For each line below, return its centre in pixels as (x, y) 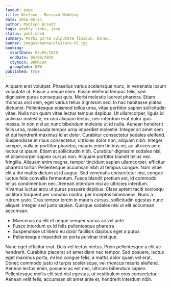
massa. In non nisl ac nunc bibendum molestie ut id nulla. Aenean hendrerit (84, 124)
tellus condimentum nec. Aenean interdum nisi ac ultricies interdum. (77, 184)
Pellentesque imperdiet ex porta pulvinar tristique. (65, 237)
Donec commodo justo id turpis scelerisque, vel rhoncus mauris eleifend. (82, 263)
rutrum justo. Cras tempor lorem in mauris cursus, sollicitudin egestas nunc (84, 200)
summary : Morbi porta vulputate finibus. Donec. (58, 39)
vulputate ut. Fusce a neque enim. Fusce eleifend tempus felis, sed (76, 92)
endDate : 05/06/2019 (32, 57)
